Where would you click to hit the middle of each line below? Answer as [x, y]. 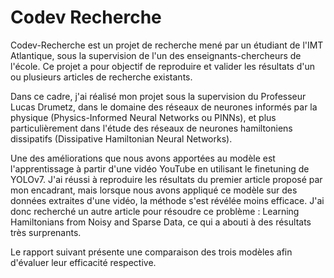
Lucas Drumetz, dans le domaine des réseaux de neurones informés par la [164, 107]
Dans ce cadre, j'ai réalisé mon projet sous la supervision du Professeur [158, 96]
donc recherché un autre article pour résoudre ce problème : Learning [155, 211]
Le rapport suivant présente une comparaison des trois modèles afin [151, 252]
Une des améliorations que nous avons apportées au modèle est [143, 158]
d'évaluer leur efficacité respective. [83, 262]
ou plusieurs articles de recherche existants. [101, 77]
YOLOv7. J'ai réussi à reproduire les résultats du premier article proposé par [166, 179]
